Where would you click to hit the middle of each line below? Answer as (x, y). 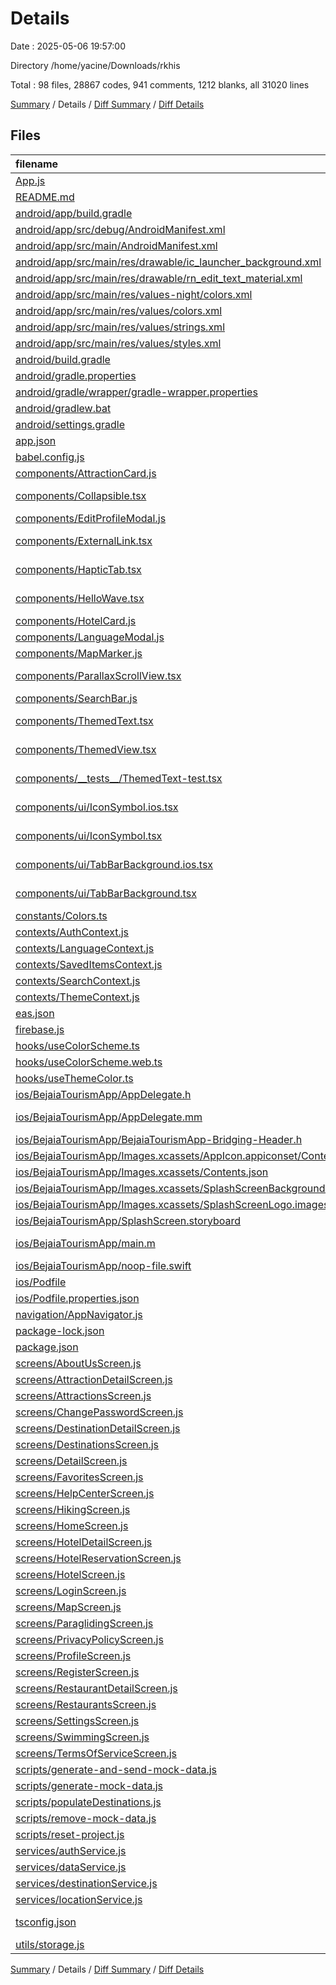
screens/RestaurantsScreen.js (86, 1704)
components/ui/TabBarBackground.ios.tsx (114, 864)
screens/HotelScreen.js (70, 1574)
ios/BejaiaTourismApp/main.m (85, 1243)
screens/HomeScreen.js (72, 1525)
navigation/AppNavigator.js (79, 1314)
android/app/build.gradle (74, 213)
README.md (45, 197)
